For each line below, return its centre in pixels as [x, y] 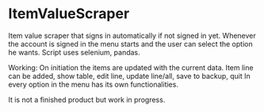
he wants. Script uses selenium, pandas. [74, 52]
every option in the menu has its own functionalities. [93, 84]
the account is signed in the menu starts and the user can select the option [130, 43]
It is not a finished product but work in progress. [87, 99]
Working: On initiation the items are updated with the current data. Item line [131, 67]
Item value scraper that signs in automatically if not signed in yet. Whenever [132, 35]
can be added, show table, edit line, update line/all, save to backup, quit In [130, 76]
